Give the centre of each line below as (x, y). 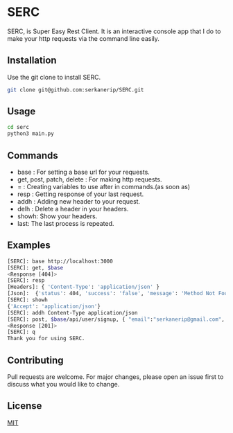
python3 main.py (31, 134)
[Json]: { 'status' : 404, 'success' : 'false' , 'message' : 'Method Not (111, 294)
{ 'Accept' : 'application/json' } (54, 306)
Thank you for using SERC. (46, 339)
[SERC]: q (21, 332)
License (25, 406)
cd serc (18, 127)
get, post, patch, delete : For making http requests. (89, 179)
